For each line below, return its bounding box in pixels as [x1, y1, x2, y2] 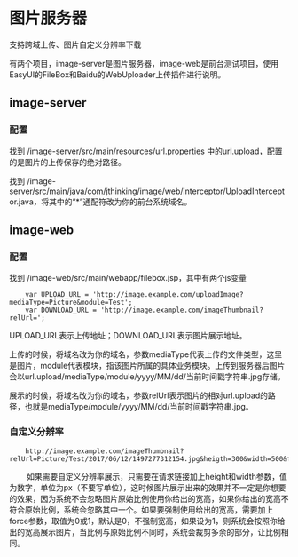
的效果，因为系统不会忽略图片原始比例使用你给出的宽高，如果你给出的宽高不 [9, 493, 289, 504]
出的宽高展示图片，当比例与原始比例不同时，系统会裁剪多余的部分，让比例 [9, 526, 281, 537]
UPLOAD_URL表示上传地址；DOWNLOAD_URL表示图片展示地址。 [9, 330, 247, 341]
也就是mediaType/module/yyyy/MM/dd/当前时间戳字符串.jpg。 [24, 402, 255, 412]
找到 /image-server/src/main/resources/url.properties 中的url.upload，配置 [9, 146, 283, 156]
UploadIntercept [225, 186, 286, 196]
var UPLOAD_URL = [25, 290, 90, 299]
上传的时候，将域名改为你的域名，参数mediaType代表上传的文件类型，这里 [9, 349, 283, 360]
